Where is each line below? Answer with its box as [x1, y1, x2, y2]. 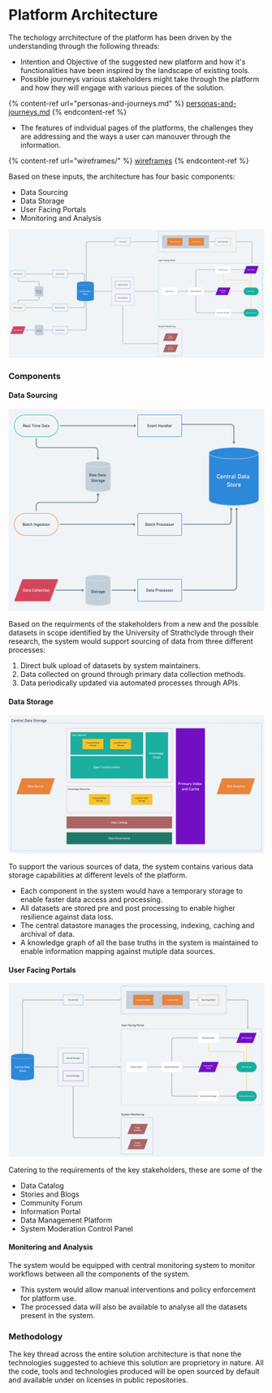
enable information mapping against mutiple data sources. [19, 947, 215, 956]
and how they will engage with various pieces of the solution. [19, 83, 226, 93]
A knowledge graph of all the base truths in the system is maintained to [19, 938, 258, 947]
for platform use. [19, 1293, 76, 1304]
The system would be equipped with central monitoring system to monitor [8, 1261, 256, 1270]
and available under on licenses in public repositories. [8, 1375, 188, 1385]
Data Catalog [19, 1180, 65, 1190]
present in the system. [19, 1311, 96, 1321]
